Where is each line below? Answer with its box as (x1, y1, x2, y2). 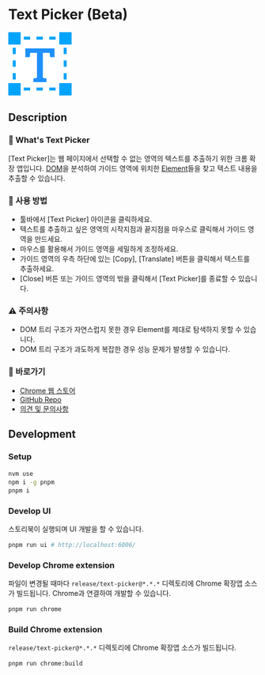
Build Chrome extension (8, 624, 103, 635)
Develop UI (8, 505, 51, 516)
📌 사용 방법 (8, 195, 47, 206)
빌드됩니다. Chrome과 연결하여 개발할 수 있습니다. (16, 589, 172, 598)
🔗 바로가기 (8, 366, 46, 377)
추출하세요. (19, 263, 55, 273)
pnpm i (8, 486, 30, 495)
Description (8, 111, 67, 124)
